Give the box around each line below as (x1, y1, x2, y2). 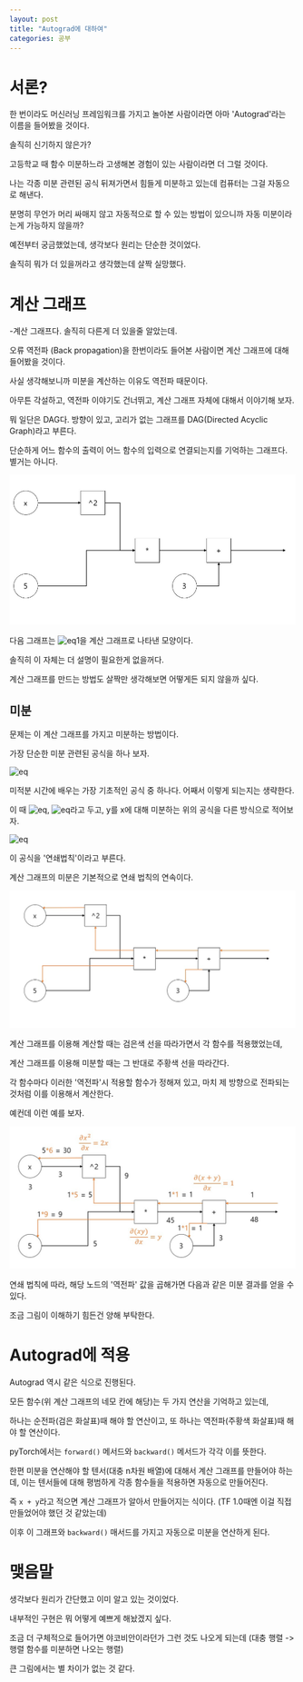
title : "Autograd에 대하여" (9, 24, 108, 34)
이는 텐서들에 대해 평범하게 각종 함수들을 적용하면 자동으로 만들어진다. (21, 1477, 269, 1488)
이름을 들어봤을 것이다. (9, 120, 90, 131)
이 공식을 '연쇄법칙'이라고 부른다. (9, 852, 126, 863)
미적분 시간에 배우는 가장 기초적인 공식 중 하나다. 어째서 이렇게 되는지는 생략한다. (9, 785, 295, 796)
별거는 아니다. (9, 456, 59, 467)
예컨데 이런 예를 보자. (9, 1107, 84, 1118)
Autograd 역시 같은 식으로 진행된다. (9, 1377, 136, 1388)
